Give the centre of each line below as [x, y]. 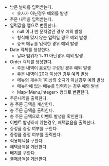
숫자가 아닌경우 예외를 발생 [42, 13]
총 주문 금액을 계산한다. [32, 104]
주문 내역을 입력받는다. [31, 19]
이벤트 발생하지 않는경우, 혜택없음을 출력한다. [53, 122]
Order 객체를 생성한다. [31, 62]
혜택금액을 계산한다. [28, 147]
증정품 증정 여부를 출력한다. [36, 134]
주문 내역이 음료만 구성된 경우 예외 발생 [54, 68]
